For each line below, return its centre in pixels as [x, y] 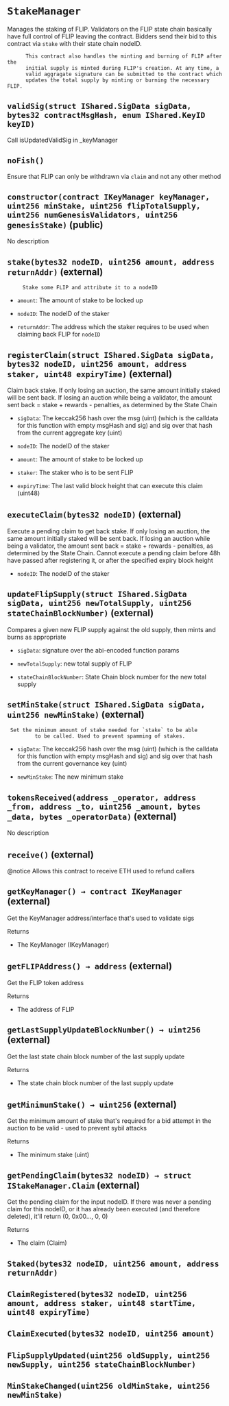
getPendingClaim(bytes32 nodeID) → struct [99, 1175]
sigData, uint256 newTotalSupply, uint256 [99, 603]
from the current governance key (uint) [72, 764]
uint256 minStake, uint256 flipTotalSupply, [104, 206]
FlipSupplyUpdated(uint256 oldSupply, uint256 [109, 1355]
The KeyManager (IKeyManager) [63, 945]
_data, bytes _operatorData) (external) [92, 816]
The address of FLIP [46, 1009]
